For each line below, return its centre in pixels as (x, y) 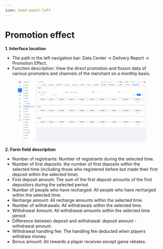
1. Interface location (26, 48)
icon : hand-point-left (28, 10)
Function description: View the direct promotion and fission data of (79, 68)
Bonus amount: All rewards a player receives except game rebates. (79, 242)
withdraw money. (29, 236)
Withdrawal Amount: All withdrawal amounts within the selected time (81, 211)
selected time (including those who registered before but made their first (85, 169)
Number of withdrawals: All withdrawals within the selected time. (77, 205)
